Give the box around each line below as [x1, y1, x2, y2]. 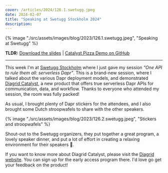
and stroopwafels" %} [5, 121, 50, 127]
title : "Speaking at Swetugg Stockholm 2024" [5, 17, 101, 22]
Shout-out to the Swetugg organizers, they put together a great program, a [5, 131, 159, 137]
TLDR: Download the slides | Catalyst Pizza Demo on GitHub [5, 50, 130, 56]
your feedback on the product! [5, 162, 68, 168]
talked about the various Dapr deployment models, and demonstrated [5, 75, 148, 81]
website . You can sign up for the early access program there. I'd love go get [5, 156, 161, 163]
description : [5, 21, 32, 27]
